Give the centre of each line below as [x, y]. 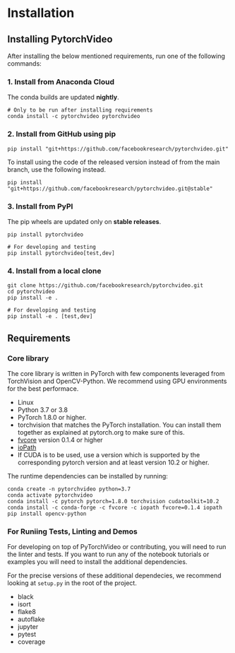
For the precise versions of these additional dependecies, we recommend [114, 576]
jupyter [28, 627]
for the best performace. [43, 388]
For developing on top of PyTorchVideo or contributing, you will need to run [117, 547]
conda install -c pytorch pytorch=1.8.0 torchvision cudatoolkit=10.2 [113, 501]
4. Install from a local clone [54, 271]
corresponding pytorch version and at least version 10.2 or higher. [113, 462]
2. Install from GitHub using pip [62, 134]
